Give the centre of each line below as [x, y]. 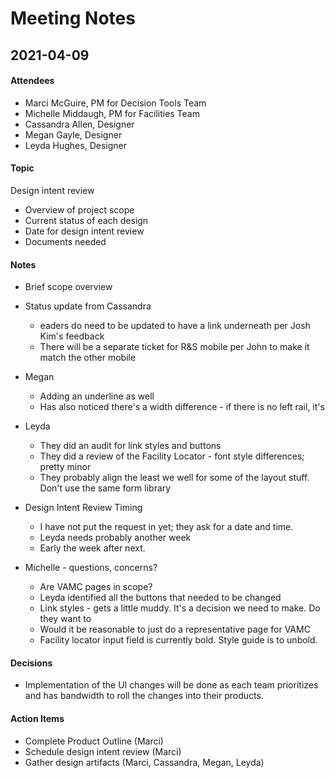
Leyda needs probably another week [115, 538]
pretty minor [65, 467]
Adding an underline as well [97, 396]
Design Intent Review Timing [83, 508]
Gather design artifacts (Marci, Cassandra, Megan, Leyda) [144, 762]
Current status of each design [86, 220]
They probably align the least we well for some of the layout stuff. [174, 478]
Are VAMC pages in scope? [96, 587]
